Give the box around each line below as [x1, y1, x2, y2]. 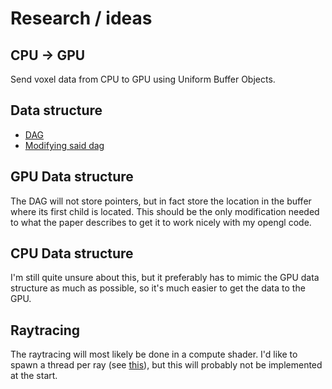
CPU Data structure [10, 245, 134, 262]
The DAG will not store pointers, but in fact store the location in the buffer [10, 195, 312, 207]
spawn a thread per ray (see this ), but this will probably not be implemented [10, 359, 323, 371]
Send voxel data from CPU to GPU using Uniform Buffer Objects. [10, 73, 276, 85]
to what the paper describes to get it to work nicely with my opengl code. [10, 216, 312, 228]
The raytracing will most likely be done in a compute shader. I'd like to [10, 348, 298, 361]
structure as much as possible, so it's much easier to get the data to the [10, 282, 306, 294]
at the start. [10, 370, 58, 382]
